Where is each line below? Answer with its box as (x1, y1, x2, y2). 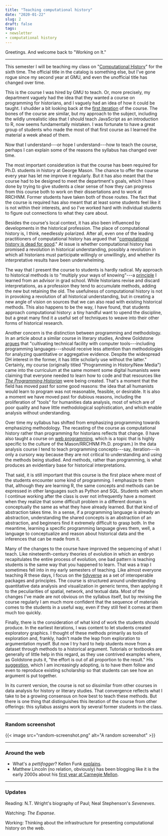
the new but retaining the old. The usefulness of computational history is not (5, 288, 162, 294)
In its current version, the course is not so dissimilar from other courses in (5, 682, 157, 688)
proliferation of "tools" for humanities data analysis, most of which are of (5, 399, 155, 405)
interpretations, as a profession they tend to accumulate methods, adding (5, 283, 156, 289)
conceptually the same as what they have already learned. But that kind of (5, 504, 158, 510)
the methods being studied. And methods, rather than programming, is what (5, 457, 162, 463)
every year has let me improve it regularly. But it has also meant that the (5, 173, 153, 179)
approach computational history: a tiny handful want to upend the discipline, (5, 309, 162, 315)
